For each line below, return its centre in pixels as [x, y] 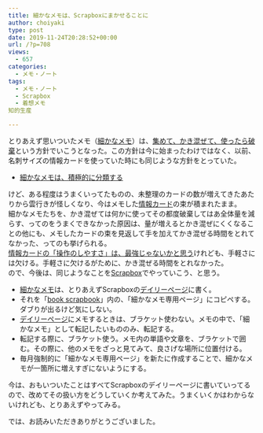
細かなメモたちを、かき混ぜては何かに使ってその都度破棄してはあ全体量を [128, 214]
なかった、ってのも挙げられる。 [60, 243]
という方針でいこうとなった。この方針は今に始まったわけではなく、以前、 [135, 151]
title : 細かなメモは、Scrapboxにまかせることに [79, 15]
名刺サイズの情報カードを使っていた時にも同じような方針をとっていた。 [124, 161]
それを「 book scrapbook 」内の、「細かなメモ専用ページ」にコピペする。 [137, 299]
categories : [27, 67]
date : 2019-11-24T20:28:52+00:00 [63, 37]
